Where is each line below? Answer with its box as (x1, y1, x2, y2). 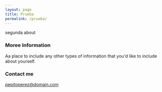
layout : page (5, 7, 32, 12)
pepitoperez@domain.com (5, 81, 59, 87)
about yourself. (5, 58, 36, 64)
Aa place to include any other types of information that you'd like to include (5, 53, 157, 59)
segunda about (5, 30, 36, 36)
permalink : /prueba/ (5, 16, 48, 21)
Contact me (5, 70, 34, 77)
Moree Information (5, 42, 51, 49)
